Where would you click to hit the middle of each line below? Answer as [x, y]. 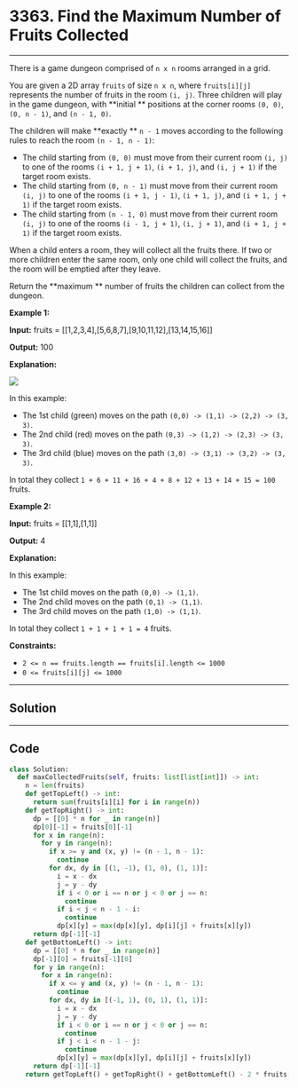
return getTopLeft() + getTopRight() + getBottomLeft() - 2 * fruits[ [158, 1074]
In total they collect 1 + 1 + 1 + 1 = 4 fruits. [90, 628]
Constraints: [33, 645]
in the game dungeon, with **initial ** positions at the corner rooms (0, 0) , [146, 104]
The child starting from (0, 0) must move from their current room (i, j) [155, 157]
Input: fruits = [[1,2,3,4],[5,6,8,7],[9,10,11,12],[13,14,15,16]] [111, 329]
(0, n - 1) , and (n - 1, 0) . [60, 114]
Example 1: [30, 312]
